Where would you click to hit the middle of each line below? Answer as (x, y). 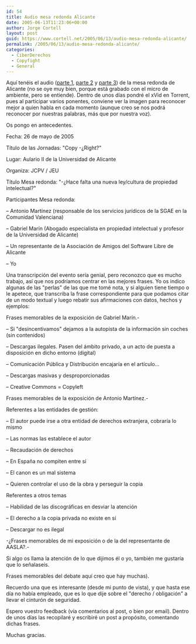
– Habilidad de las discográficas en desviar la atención (72, 507)
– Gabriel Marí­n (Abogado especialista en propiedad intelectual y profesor (95, 229)
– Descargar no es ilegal (35, 530)
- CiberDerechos (31, 55)
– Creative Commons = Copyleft (45, 387)
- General (23, 66)
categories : (20, 50)
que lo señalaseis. (28, 565)
